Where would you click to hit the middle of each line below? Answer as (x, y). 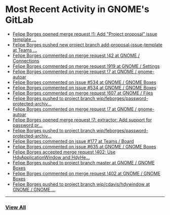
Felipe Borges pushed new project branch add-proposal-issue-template (88, 44)
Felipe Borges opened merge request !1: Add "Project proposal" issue (85, 34)
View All (16, 207)
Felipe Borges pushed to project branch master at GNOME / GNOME (84, 163)
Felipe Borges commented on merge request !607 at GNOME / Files (83, 93)
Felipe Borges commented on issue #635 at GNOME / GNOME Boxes (84, 146)
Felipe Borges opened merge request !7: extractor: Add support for (82, 120)
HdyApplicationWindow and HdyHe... (51, 157)
